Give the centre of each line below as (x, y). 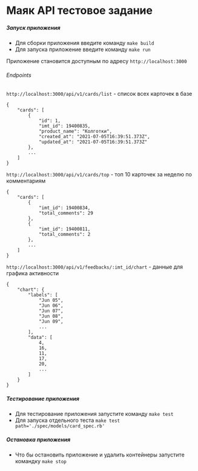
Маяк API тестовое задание (80, 11)
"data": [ (40, 338)
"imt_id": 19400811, (64, 229)
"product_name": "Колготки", (75, 132)
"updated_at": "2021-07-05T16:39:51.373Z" (93, 142)
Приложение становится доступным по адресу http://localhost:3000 (97, 61)
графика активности (33, 273)
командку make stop (41, 461)
